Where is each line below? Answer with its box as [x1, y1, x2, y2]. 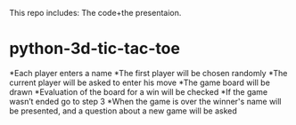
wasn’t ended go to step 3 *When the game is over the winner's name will [9, 96, 283, 106]
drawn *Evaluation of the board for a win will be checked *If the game [9, 86, 268, 97]
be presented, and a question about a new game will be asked [9, 105, 238, 116]
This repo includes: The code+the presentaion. [9, 8, 182, 18]
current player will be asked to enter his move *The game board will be [9, 77, 270, 88]
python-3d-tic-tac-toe [9, 39, 181, 59]
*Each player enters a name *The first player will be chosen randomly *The [9, 67, 288, 78]
